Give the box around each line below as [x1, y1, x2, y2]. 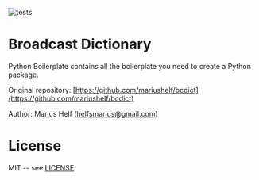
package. [8, 70, 39, 79]
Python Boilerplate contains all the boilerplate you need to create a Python [8, 61, 252, 71]
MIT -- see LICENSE [8, 163, 75, 172]
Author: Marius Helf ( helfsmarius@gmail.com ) [8, 109, 159, 118]
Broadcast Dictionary [8, 36, 152, 53]
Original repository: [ [8, 85, 76, 94]
